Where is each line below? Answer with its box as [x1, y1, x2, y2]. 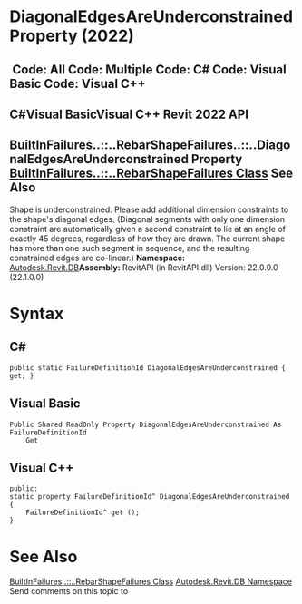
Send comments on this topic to [9, 586, 129, 597]
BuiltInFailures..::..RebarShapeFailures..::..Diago [9, 138, 291, 153]
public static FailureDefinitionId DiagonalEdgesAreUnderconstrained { [9, 363, 286, 373]
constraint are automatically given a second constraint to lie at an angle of [9, 223, 286, 234]
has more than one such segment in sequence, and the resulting [9, 242, 250, 253]
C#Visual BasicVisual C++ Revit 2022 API [9, 106, 249, 122]
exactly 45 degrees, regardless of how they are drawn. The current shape [9, 233, 286, 244]
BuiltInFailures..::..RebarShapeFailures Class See [9, 166, 293, 181]
